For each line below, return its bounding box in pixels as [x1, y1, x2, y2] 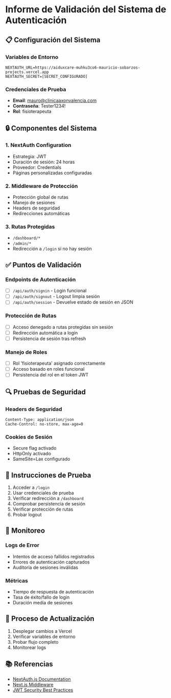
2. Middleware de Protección [5, 182, 78, 189]
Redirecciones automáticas [12, 210, 70, 217]
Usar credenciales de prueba [12, 490, 74, 496]
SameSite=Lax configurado [12, 456, 70, 462]
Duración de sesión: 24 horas [12, 159, 75, 165]
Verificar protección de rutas [12, 506, 74, 513]
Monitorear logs [12, 644, 46, 650]
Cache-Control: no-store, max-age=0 [5, 421, 83, 427]
